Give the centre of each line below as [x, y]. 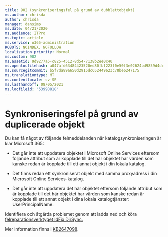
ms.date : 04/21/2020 [27, 29]
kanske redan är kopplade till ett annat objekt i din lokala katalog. [79, 164]
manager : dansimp [23, 24]
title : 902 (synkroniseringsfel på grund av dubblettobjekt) [70, 10]
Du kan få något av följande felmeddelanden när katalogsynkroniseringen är [83, 138]
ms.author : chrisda [25, 15]
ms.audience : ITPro [25, 33]
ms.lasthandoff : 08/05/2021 [34, 84]
